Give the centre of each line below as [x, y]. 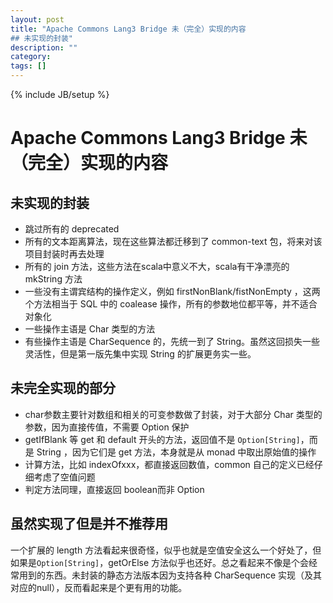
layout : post [37, 19]
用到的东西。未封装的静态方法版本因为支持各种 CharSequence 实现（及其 [170, 575]
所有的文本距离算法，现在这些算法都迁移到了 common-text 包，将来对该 [173, 241]
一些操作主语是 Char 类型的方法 [90, 329]
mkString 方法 [53, 279]
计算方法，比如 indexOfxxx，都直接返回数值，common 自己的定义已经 [169, 464]
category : [31, 57]
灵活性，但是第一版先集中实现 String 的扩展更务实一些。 [140, 354]
